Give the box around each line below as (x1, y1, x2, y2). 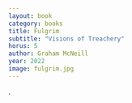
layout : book (8, 11, 53, 20)
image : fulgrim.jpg (8, 65, 75, 73)
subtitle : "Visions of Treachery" (8, 34, 126, 43)
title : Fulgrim (8, 27, 60, 35)
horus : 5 (8, 42, 38, 50)
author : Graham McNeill (8, 49, 89, 58)
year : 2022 (8, 58, 45, 66)
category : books (8, 19, 63, 28)
